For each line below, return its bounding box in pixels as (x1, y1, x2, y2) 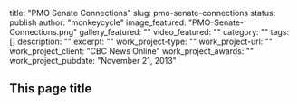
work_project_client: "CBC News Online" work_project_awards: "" (9, 46, 255, 57)
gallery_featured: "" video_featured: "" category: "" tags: (79, 27, 290, 37)
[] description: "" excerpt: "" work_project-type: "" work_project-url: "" (9, 36, 274, 47)
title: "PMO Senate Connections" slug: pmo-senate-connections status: (9, 8, 276, 18)
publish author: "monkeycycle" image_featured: (9, 17, 187, 28)
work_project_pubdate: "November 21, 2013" (9, 56, 177, 66)
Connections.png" (9, 27, 78, 37)
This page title (9, 81, 92, 97)
